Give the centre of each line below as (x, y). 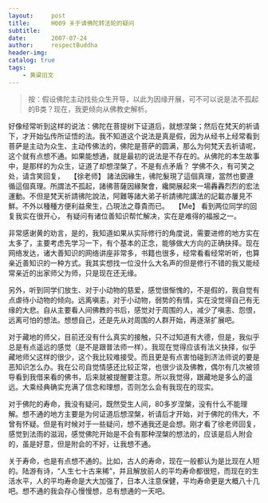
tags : (17, 68)
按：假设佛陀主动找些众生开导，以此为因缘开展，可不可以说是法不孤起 (143, 99)
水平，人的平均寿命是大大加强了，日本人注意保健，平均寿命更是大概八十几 (137, 481)
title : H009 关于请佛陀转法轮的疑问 (71, 23)
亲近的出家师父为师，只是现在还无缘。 (78, 273)
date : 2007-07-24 (48, 38)
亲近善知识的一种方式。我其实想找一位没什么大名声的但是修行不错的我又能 (130, 263)
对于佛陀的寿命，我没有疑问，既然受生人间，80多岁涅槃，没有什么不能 (124, 404)
